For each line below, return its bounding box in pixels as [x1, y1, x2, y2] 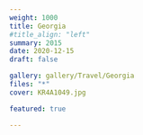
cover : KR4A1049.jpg [9, 87, 87, 97]
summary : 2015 [9, 38, 63, 48]
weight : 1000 [9, 13, 58, 22]
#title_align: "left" [9, 30, 91, 39]
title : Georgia [9, 22, 67, 31]
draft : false [9, 55, 58, 64]
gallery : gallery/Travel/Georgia [9, 71, 135, 81]
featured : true [9, 104, 67, 113]
